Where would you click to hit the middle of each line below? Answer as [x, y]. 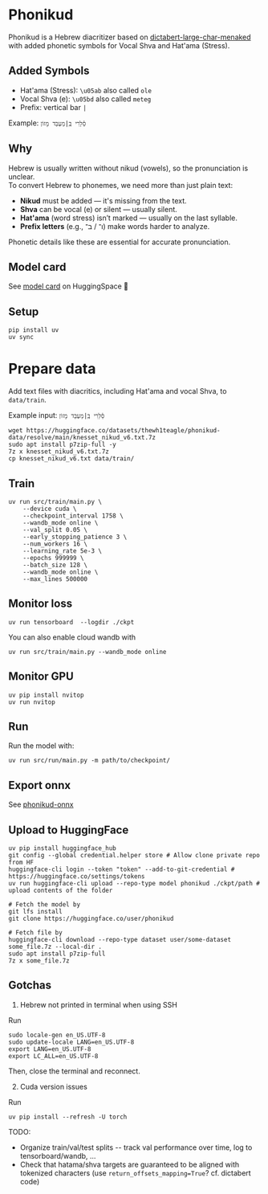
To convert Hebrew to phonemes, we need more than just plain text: [121, 185]
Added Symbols [49, 71]
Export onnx [39, 785]
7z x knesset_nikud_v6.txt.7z [59, 452]
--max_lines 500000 [55, 579]
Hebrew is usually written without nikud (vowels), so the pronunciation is [128, 168]
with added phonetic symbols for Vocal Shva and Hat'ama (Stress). [119, 45]
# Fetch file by [35, 933]
